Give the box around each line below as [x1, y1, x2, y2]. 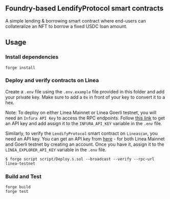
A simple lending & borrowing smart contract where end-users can [5, 17, 146, 24]
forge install [5, 65, 36, 70]
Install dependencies [5, 53, 59, 61]
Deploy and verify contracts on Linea [5, 77, 99, 84]
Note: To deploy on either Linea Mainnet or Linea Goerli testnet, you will [5, 109, 157, 115]
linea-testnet [5, 161, 36, 166]
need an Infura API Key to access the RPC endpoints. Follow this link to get [5, 115, 165, 121]
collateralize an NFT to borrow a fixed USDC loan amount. [5, 23, 128, 29]
